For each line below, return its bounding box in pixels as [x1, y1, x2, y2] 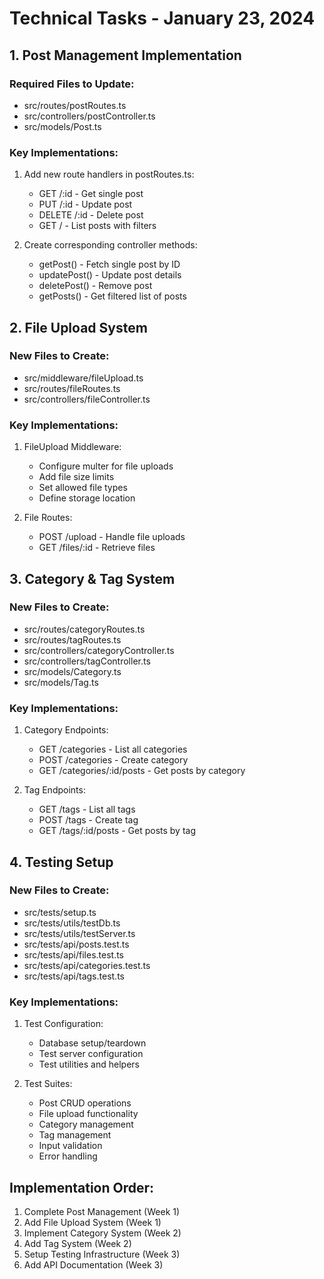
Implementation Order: [9, 1179, 155, 1196]
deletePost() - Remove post [38, 280, 153, 292]
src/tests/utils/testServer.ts [23, 927, 136, 939]
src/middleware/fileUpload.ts [23, 372, 144, 384]
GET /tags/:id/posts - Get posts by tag [38, 825, 197, 837]
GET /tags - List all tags [38, 803, 136, 816]
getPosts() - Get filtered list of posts [38, 290, 187, 302]
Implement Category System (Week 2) [23, 1227, 182, 1239]
